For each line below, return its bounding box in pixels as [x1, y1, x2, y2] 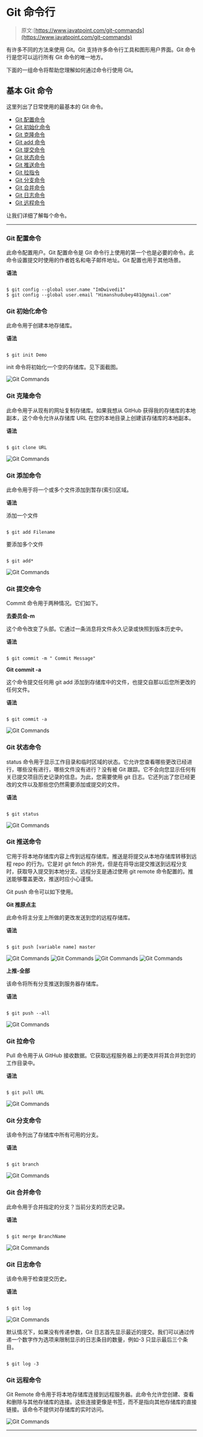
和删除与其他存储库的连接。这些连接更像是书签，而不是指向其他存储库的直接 [6, 1398, 197, 1406]
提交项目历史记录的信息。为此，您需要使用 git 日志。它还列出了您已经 [16, 773, 190, 780]
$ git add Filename [6, 529, 56, 535]
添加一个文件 [6, 511, 38, 519]
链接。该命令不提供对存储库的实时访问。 [6, 1406, 107, 1413]
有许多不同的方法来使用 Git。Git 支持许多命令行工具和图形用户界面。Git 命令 [6, 46, 196, 53]
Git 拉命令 [6, 1037, 35, 1045]
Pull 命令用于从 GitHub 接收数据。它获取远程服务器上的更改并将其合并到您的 [6, 1052, 196, 1059]
